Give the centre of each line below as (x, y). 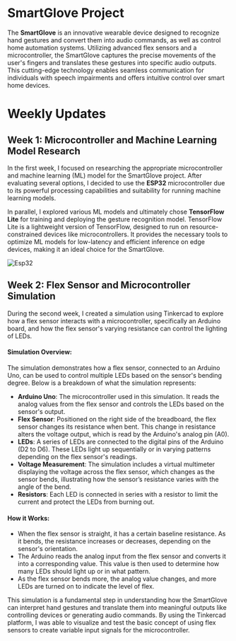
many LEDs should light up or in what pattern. (84, 572)
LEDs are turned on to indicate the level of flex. (86, 587)
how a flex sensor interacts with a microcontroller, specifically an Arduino (114, 320)
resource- (204, 226)
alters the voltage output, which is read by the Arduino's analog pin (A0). (123, 434)
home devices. (29, 85)
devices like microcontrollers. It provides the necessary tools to (136, 234)
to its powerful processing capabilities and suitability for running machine (114, 190)
